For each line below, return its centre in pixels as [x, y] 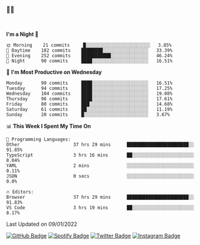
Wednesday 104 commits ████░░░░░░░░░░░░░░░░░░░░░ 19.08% [89, 94]
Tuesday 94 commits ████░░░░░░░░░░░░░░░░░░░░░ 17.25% [89, 89]
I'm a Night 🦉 [22, 34]
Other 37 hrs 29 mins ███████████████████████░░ [100, 145]
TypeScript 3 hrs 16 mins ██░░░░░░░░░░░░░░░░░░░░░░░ [100, 156]
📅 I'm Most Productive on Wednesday [54, 72]
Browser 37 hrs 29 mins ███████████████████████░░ [100, 198]
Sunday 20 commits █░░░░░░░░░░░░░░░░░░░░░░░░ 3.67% [88, 115]
